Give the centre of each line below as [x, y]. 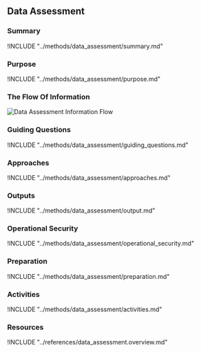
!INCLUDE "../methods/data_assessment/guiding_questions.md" [98, 145]
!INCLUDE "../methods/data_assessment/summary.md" [85, 46]
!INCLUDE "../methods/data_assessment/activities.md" [85, 309]
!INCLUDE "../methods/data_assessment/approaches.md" [89, 177]
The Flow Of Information [49, 97]
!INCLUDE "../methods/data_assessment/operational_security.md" [101, 244]
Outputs [21, 195]
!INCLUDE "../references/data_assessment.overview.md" [87, 342]
